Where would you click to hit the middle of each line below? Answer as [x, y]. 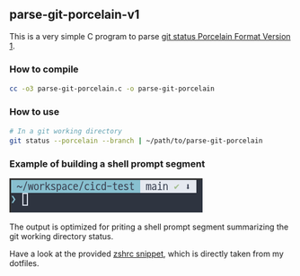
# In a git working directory [66, 132]
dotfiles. [24, 263]
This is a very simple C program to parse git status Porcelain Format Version [150, 36]
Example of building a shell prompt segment [107, 163]
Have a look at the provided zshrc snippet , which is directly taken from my [147, 254]
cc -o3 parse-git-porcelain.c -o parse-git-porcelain [112, 89]
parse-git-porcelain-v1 [75, 15]
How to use [35, 111]
